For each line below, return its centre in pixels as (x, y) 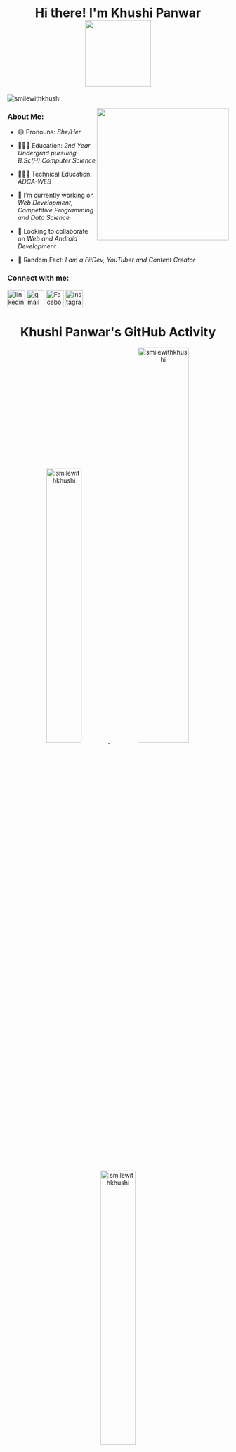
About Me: (26, 116)
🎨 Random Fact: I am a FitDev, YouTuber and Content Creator (106, 260)
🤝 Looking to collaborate (53, 231)
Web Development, (45, 203)
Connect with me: (38, 278)
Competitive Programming (55, 210)
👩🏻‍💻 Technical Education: (55, 174)
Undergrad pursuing (47, 153)
